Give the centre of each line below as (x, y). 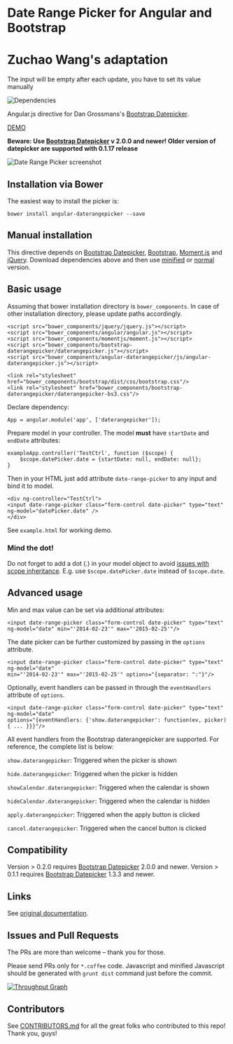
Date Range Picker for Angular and (110, 13)
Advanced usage (45, 593)
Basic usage (34, 289)
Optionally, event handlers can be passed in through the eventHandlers (109, 687)
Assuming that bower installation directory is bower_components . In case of (113, 306)
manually (20, 87)
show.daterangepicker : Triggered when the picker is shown (92, 760)
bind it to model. (31, 486)
